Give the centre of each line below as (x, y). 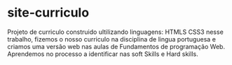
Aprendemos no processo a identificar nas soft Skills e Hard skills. (103, 54)
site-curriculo (48, 13)
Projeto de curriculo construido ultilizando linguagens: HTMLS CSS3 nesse (116, 32)
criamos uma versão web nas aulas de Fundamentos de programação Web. (116, 46)
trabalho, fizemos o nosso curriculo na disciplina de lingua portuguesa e (111, 39)
